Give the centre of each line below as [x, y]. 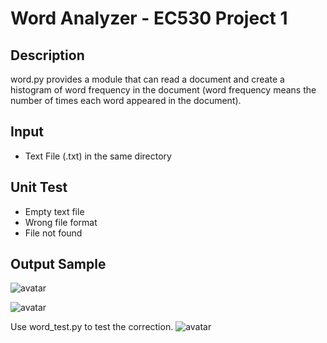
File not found [53, 233]
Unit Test [39, 187]
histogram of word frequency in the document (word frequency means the [163, 90]
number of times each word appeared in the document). [126, 100]
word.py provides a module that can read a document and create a [147, 79]
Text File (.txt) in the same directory [98, 156]
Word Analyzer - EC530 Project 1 [149, 18]
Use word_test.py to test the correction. [92, 327]
